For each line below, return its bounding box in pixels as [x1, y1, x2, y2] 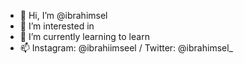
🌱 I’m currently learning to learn [19, 31, 150, 42]
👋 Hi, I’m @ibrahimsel [19, 10, 108, 21]
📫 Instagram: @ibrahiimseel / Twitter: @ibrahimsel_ [19, 42, 233, 54]
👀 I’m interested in [19, 20, 95, 32]
